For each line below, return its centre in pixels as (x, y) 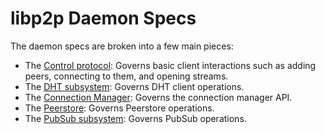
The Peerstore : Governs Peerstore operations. (119, 108)
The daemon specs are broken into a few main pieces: (122, 46)
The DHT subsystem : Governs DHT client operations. (134, 86)
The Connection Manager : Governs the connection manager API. (158, 97)
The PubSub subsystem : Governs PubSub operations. (135, 118)
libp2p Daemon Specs (103, 18)
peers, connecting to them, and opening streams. (126, 76)
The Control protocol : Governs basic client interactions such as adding (170, 65)
